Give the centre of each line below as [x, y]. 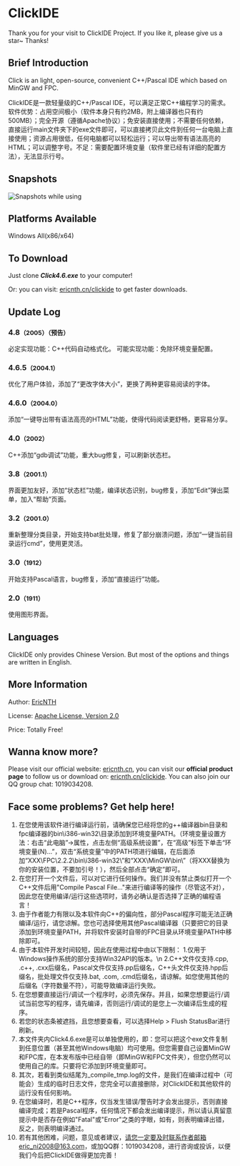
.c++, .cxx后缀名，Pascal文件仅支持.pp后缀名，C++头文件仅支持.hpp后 [123, 968]
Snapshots [33, 179]
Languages [34, 637]
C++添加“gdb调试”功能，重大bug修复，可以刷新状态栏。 [91, 454]
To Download [38, 258]
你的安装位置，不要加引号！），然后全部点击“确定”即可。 [101, 869]
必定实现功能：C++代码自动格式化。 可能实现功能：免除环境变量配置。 [112, 349]
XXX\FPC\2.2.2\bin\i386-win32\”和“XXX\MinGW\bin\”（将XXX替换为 [129, 861]
